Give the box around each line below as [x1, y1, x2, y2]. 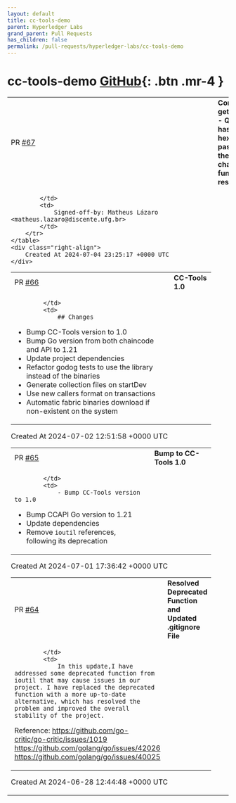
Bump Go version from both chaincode [26, 336, 155, 346]
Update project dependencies [26, 353, 125, 363]
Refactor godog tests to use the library [26, 362, 153, 372]
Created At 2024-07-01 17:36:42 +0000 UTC [11, 561, 169, 571]
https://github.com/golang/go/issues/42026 [14, 743, 161, 753]
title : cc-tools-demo [7, 17, 71, 24]
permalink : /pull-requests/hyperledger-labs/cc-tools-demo [7, 43, 184, 50]
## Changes [57, 312, 94, 321]
